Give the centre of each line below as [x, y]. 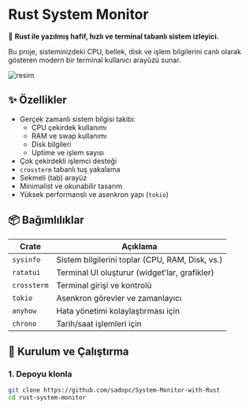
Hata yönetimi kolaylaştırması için [118, 310]
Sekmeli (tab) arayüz [53, 177]
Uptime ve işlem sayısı [68, 152]
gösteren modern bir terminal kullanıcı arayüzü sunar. [95, 60]
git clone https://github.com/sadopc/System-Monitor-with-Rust [114, 390]
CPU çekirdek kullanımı [69, 127]
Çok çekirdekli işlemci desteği [68, 161]
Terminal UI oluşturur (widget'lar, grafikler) [135, 272]
